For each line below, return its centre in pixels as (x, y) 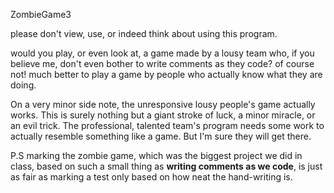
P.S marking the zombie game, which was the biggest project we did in (156, 155)
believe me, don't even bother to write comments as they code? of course (162, 63)
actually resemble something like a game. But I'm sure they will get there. (161, 136)
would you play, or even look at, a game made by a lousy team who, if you (162, 53)
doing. (23, 85)
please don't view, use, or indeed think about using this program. (144, 33)
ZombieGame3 (41, 14)
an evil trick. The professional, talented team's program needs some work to (167, 125)
